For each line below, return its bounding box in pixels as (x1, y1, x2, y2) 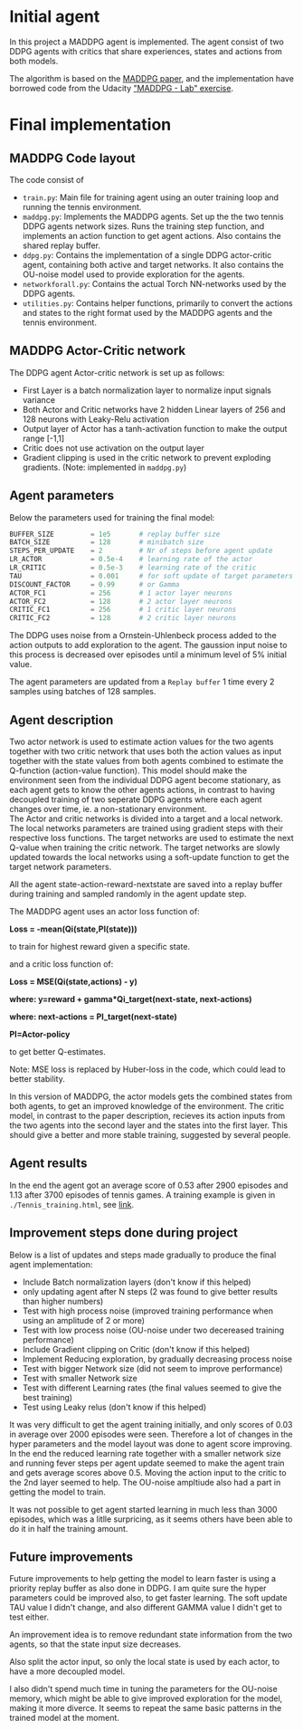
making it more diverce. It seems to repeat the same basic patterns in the (9, 1703, 282, 1714)
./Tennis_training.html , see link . (9, 1199, 134, 1209)
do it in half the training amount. (9, 1523, 128, 1534)
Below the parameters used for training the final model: (9, 511, 215, 522)
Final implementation (9, 115, 172, 135)
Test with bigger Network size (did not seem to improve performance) (22, 1362, 283, 1373)
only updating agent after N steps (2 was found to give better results (22, 1286, 279, 1296)
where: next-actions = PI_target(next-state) (9, 1011, 178, 1022)
